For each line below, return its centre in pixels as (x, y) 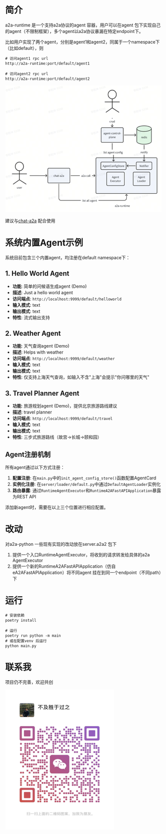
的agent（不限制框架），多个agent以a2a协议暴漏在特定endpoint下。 (74, 31)
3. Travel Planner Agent (42, 393)
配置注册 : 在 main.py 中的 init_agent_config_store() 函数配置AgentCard (84, 478)
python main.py (21, 646)
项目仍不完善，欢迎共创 (29, 682)
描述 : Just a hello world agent (42, 292)
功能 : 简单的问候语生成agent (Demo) (49, 286)
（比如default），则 (24, 48)
